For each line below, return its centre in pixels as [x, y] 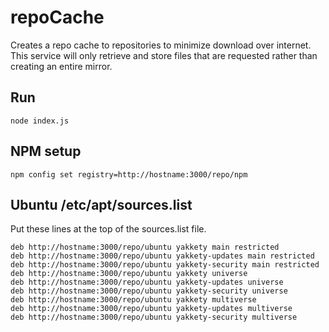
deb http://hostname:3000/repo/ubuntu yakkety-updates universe [147, 282]
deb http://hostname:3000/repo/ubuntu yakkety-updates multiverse [151, 309]
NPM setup [46, 151]
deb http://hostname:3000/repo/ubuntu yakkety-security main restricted [165, 265]
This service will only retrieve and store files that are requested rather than [164, 55]
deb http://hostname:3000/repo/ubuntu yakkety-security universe [149, 291]
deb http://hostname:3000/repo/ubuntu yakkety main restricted [145, 247]
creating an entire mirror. [61, 66]
